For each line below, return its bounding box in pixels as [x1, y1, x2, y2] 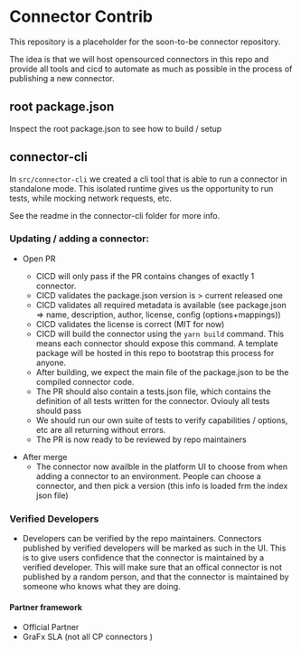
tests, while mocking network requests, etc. [9, 193, 172, 203]
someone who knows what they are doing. [22, 581, 181, 592]
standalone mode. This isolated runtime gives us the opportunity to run [9, 183, 274, 193]
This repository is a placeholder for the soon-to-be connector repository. [9, 36, 281, 47]
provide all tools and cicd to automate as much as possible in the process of [9, 63, 293, 74]
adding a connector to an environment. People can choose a [35, 470, 262, 481]
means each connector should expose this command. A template [35, 337, 278, 349]
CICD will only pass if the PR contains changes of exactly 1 [35, 270, 255, 281]
